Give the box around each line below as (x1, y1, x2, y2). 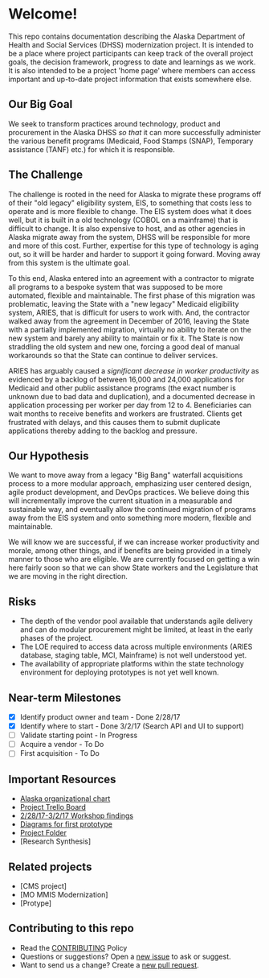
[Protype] (19, 898, 52, 908)
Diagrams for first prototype (19, 819, 112, 829)
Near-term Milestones (8, 691, 122, 704)
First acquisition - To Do (19, 749, 100, 758)
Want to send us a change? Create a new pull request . (19, 959, 199, 970)
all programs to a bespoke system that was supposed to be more (8, 282, 223, 291)
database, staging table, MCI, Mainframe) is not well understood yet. (19, 650, 247, 660)
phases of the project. (19, 633, 94, 643)
